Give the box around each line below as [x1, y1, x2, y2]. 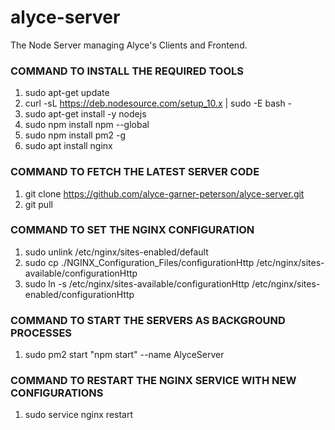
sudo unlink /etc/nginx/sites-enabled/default [24, 246, 209, 258]
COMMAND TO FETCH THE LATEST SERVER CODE [10, 165, 260, 179]
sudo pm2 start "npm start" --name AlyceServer [24, 349, 225, 361]
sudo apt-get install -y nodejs [24, 108, 147, 120]
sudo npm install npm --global [24, 119, 150, 131]
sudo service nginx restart [24, 409, 134, 421]
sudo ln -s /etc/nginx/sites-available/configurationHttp [24, 277, 250, 290]
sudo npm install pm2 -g [24, 129, 127, 141]
